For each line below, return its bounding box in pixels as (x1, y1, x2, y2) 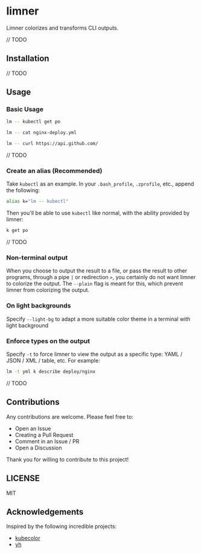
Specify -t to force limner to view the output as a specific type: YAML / (6, 350, 183, 358)
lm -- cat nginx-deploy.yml (6, 130, 77, 136)
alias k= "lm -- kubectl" (6, 198, 69, 205)
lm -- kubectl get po (6, 119, 61, 125)
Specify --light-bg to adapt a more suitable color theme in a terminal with (6, 315, 191, 323)
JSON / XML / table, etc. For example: (6, 357, 101, 364)
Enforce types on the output (6, 337, 90, 345)
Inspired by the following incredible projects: (6, 523, 117, 530)
